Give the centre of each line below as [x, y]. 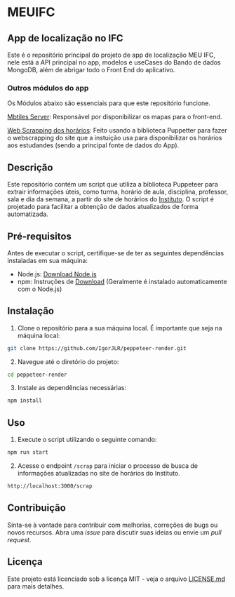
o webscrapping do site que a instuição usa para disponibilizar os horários [115, 138]
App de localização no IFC [66, 38]
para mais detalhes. [36, 586]
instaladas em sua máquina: [47, 260]
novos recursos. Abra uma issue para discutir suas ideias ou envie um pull [115, 532]
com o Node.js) [40, 289]
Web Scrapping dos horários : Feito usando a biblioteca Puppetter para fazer [117, 130]
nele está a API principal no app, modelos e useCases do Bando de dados [114, 62]
